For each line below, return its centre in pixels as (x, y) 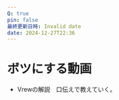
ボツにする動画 (50, 69)
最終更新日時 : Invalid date (44, 26)
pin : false (23, 20)
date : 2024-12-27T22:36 (41, 33)
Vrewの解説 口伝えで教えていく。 (66, 90)
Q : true (18, 13)
